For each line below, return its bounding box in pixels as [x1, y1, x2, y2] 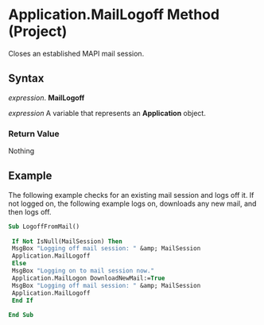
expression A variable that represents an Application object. [8, 108, 207, 118]
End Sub [8, 311, 34, 319]
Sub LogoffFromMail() [8, 222, 80, 230]
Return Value [8, 128, 60, 139]
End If [11, 296, 34, 304]
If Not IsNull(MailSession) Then [11, 237, 123, 246]
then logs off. [8, 207, 52, 216]
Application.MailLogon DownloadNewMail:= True [11, 274, 165, 282]
